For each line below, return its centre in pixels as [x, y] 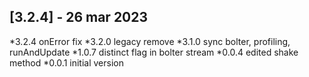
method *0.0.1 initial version [66, 62]
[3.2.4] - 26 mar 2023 [79, 17]
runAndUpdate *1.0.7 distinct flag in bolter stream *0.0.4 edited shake [154, 52]
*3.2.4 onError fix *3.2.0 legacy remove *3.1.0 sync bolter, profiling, [150, 41]
